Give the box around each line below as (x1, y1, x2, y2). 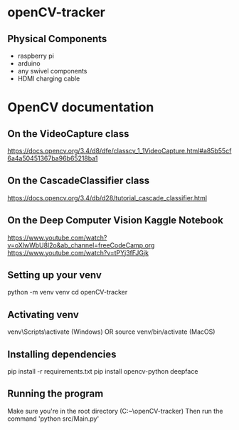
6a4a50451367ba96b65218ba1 (7, 154, 98, 163)
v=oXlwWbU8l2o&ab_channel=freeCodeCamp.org (7, 240, 155, 250)
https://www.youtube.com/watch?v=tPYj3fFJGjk (7, 248, 149, 257)
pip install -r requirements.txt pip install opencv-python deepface (7, 367, 198, 376)
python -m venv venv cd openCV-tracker (7, 288, 128, 297)
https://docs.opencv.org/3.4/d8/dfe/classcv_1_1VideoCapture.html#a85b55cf (7, 147, 232, 155)
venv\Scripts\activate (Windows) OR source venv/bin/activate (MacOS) (7, 327, 216, 336)
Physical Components (7, 33, 107, 45)
